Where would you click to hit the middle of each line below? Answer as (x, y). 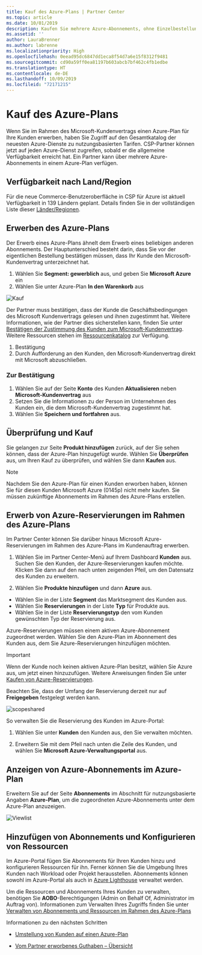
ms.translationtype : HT (36, 68)
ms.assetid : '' (25, 34)
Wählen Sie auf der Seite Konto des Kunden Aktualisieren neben (96, 388)
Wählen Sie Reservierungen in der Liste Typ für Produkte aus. (92, 606)
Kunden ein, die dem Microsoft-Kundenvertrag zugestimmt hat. (93, 408)
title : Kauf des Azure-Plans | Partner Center (66, 12)
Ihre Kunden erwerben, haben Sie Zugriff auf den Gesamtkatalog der (91, 137)
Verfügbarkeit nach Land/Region (69, 182)
